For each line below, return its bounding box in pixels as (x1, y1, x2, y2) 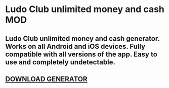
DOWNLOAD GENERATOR (5, 74, 88, 83)
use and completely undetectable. (5, 58, 115, 66)
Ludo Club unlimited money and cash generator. (5, 34, 160, 43)
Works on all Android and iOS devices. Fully (5, 42, 146, 51)
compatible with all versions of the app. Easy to (5, 50, 158, 58)
